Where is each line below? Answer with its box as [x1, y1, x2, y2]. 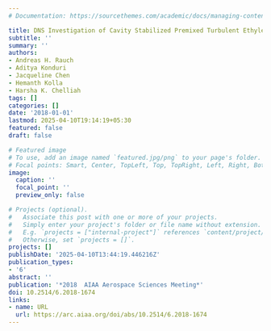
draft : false [8, 132, 52, 140]
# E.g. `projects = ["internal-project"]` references [8, 228, 200, 237]
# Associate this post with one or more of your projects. [8, 213, 219, 221]
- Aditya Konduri [8, 64, 67, 73]
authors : [8, 49, 38, 57]
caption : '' [15, 176, 56, 184]
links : [8, 295, 31, 304]
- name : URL [8, 304, 48, 312]
